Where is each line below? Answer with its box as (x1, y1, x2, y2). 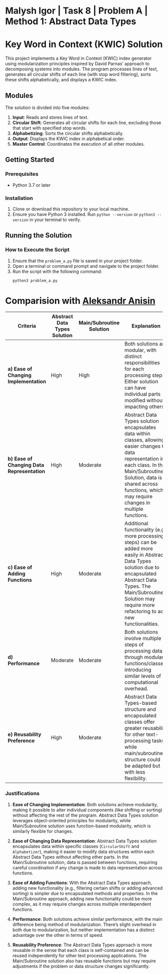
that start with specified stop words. (12, 125, 87, 131)
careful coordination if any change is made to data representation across (12, 864, 162, 871)
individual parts (124, 391, 161, 398)
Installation (5, 194, 33, 201)
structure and (124, 706, 156, 713)
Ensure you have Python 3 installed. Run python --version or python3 (12, 211, 155, 217)
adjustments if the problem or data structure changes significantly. (12, 963, 150, 969)
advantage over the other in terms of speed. (12, 932, 103, 938)
